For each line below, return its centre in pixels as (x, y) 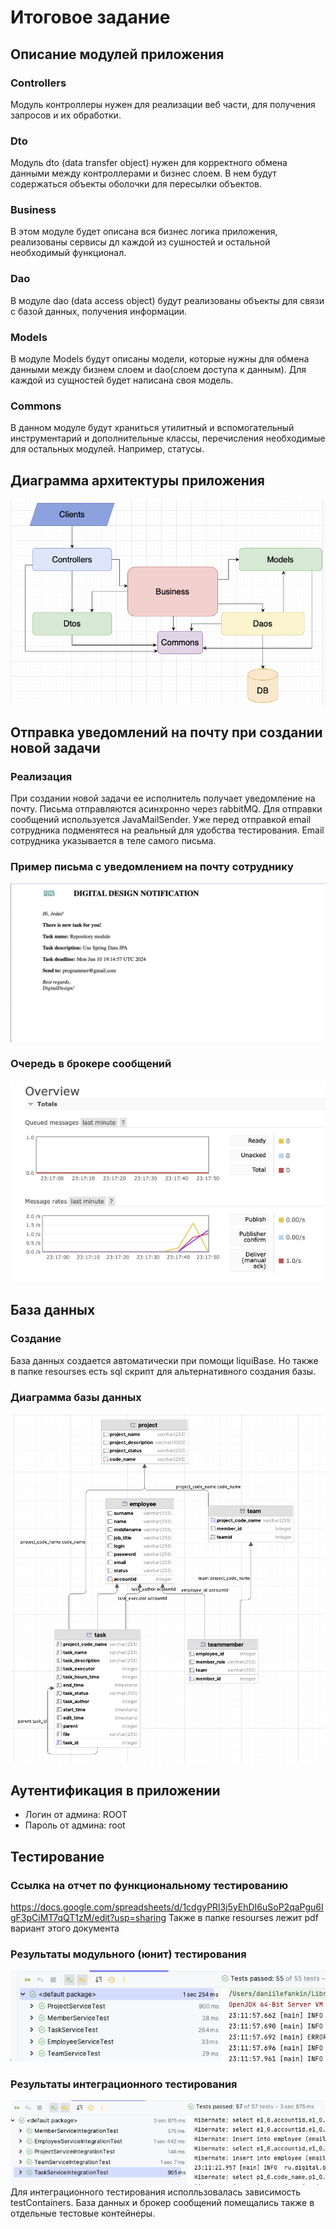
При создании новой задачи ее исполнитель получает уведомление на (163, 798)
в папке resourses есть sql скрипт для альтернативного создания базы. (163, 1371)
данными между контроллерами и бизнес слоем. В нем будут (143, 173)
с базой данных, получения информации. (98, 311)
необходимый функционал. (68, 253)
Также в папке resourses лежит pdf (243, 1918)
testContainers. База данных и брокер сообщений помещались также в (162, 2203)
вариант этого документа (65, 1928)
